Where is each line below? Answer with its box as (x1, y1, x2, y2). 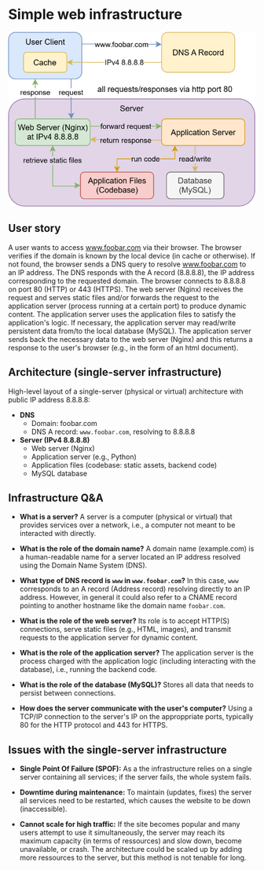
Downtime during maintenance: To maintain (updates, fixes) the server (19, 787, 252, 797)
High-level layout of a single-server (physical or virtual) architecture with (8, 387, 244, 396)
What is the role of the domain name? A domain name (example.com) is (19, 544, 255, 553)
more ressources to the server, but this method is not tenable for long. (19, 853, 247, 862)
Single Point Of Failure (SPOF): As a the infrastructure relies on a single (19, 764, 253, 773)
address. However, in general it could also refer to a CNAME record (19, 593, 237, 602)
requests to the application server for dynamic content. (19, 633, 199, 642)
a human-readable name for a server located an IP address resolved (19, 552, 241, 562)
